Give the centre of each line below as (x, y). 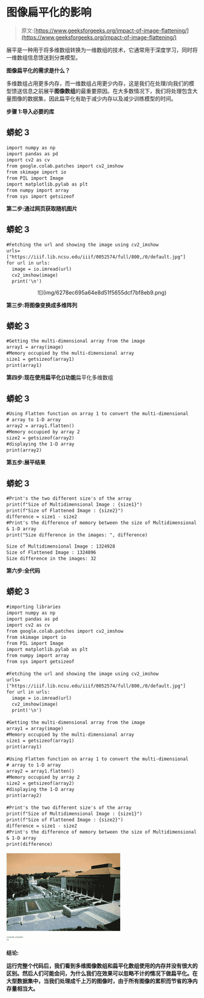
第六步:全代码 (23, 571)
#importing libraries (34, 607)
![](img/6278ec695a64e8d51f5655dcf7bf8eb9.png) (102, 292)
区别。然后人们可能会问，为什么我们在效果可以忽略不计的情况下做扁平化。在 (102, 973)
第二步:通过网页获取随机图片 (42, 208)
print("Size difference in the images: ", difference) (77, 535)
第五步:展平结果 (26, 462)
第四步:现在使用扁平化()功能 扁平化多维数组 (60, 377)
